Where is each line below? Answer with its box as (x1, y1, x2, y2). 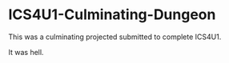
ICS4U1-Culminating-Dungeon (8, 6, 216, 24)
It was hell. (8, 47, 44, 57)
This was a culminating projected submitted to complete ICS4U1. (8, 32, 222, 41)
